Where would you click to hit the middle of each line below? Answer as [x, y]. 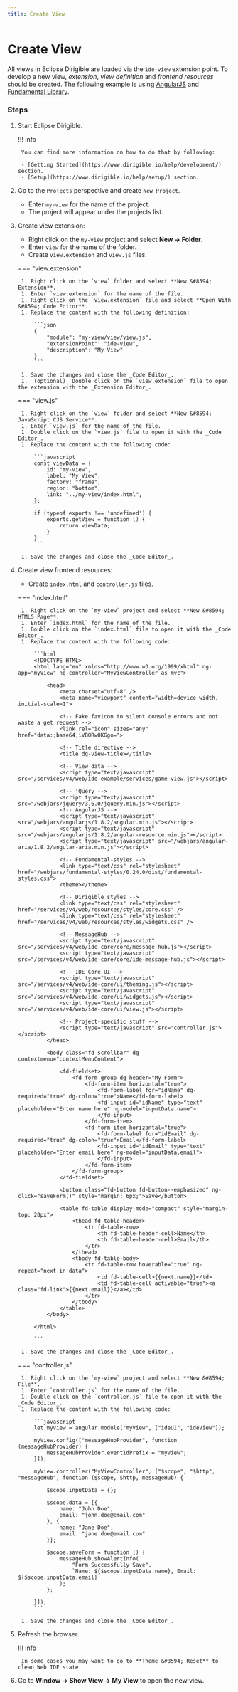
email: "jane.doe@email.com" [102, 1534]
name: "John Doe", [86, 1509]
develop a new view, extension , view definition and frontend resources [110, 76]
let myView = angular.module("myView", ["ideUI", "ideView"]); [129, 1428]
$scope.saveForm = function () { [96, 1552]
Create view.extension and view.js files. [88, 254]
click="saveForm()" [47, 1196]
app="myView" [37, 673]
